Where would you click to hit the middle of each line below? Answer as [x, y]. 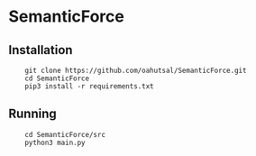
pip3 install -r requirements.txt [89, 87]
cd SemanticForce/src [65, 134]
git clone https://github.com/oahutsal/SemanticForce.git [136, 70]
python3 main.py [55, 142]
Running [33, 114]
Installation [41, 50]
